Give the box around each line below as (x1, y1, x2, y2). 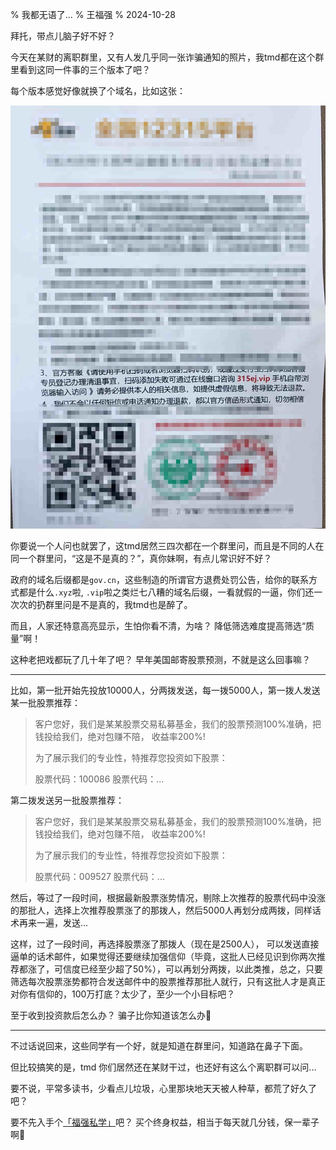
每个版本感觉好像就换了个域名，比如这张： (10, 85, 186, 97)
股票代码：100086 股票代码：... (34, 773, 165, 785)
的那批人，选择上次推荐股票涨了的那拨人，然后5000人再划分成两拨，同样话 (10, 904, 322, 916)
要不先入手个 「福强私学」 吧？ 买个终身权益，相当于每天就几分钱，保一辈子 (10, 1116, 320, 1128)
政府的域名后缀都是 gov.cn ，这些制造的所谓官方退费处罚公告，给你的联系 (10, 573, 309, 585)
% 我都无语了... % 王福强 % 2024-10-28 (10, 9, 176, 20)
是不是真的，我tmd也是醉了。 (71, 598, 193, 610)
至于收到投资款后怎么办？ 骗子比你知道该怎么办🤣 (10, 1009, 212, 1021)
